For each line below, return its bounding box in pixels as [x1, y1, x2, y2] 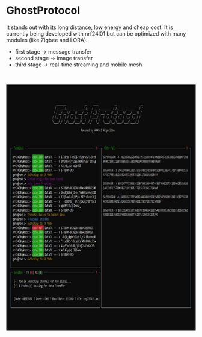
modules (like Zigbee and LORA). [6, 36, 88, 43]
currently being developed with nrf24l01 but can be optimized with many [6, 30, 186, 37]
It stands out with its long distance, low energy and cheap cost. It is [6, 24, 173, 31]
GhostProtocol [6, 4, 81, 17]
